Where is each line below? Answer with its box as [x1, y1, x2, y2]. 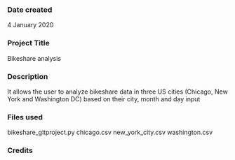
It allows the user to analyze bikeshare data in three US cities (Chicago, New [7, 87, 228, 96]
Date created [7, 5, 53, 15]
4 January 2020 [7, 21, 54, 29]
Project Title [7, 38, 51, 48]
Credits [7, 145, 33, 155]
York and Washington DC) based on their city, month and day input [7, 94, 201, 103]
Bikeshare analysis [7, 54, 62, 62]
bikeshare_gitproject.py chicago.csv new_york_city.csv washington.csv [7, 128, 213, 137]
